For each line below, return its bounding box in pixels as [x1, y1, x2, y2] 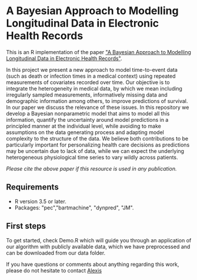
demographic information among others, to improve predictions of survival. [6, 97, 188, 104]
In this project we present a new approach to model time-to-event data [6, 66, 178, 73]
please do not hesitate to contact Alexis [6, 266, 102, 274]
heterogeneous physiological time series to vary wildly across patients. [6, 154, 178, 161]
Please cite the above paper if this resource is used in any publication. [6, 165, 177, 172]
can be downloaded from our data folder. [6, 249, 106, 256]
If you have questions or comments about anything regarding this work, [6, 261, 179, 268]
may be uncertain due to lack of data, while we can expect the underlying [6, 147, 184, 154]
